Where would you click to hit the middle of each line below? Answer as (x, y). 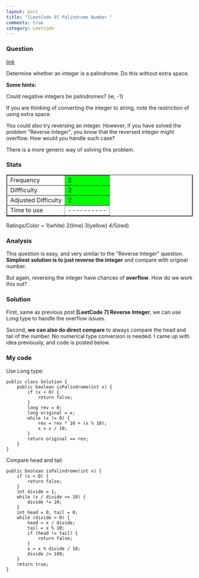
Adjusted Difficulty (36, 200)
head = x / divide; (52, 523)
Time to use (27, 210)
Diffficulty (24, 190)
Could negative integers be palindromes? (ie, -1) (65, 96)
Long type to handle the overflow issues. (56, 319)
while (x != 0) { (49, 418)
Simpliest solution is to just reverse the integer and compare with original (97, 260)
